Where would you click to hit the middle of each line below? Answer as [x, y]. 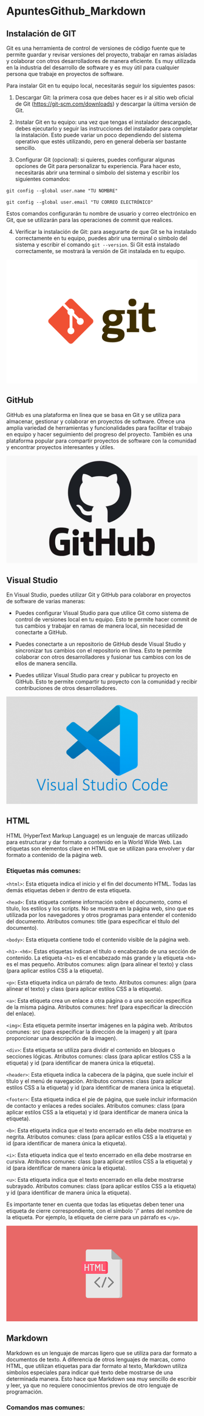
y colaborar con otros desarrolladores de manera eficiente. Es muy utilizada [101, 61]
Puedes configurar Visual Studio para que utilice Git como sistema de [102, 613]
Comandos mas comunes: [46, 1408]
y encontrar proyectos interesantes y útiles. [61, 447]
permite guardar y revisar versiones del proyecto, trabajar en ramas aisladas [102, 55]
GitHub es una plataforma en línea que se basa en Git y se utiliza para [93, 415]
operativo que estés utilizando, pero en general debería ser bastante [101, 141]
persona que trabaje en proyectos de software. [65, 74]
